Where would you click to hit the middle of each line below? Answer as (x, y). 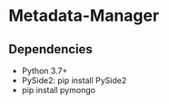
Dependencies (50, 49)
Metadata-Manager (84, 16)
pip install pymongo (59, 90)
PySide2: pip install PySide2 (74, 80)
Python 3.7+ (45, 71)
